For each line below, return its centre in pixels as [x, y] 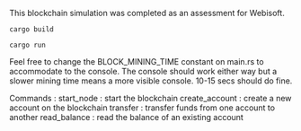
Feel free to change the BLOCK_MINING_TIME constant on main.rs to [137, 61]
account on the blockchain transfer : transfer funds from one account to [142, 108]
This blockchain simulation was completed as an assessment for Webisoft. [147, 13]
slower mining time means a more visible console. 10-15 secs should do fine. [151, 81]
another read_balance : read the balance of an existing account [127, 117]
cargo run [28, 45]
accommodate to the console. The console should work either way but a [143, 71]
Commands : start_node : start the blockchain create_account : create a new [150, 98]
